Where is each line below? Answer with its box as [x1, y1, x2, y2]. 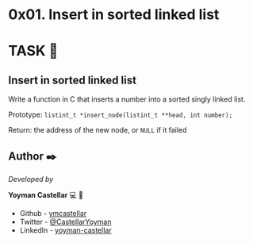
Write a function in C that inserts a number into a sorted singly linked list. [8, 94, 246, 104]
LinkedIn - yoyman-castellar [19, 226, 113, 235]
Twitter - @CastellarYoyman [19, 217, 112, 226]
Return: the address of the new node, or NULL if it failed [8, 125, 187, 135]
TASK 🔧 [8, 42, 59, 60]
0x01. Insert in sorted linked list [8, 6, 220, 24]
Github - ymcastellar [19, 209, 87, 218]
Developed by [8, 175, 54, 183]
